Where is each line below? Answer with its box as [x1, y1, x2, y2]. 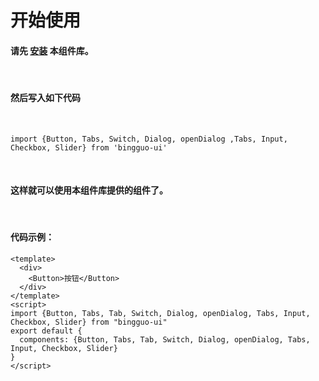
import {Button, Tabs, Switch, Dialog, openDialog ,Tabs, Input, [10, 134, 288, 144]
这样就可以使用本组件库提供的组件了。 [10, 184, 168, 196]
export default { [10, 326, 83, 336]
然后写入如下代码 [10, 91, 81, 103]
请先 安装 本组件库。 [10, 44, 94, 56]
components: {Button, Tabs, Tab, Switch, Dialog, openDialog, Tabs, [19, 335, 311, 345]
